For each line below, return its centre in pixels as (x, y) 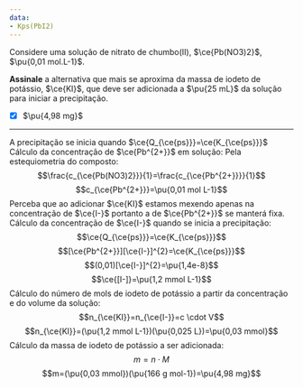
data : (19, 18)
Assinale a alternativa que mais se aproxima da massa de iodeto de (135, 79)
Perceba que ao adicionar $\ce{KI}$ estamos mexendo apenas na (132, 203)
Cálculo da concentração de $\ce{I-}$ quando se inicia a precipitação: (141, 223)
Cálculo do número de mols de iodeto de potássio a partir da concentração (149, 293)
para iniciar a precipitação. (59, 98)
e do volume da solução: (55, 302)
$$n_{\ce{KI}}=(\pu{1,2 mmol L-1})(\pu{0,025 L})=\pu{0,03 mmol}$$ (151, 331)
